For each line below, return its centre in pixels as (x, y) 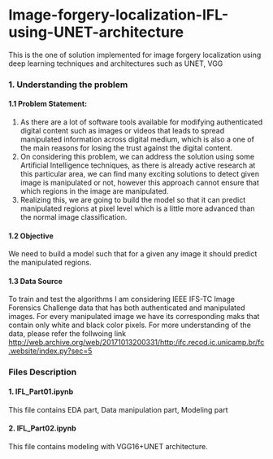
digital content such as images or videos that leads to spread (122, 131)
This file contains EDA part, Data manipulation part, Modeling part (118, 409)
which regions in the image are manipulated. (94, 191)
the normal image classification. (74, 217)
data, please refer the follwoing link (67, 334)
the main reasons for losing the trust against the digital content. (126, 148)
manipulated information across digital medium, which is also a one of (137, 139)
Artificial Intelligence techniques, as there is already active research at (138, 165)
